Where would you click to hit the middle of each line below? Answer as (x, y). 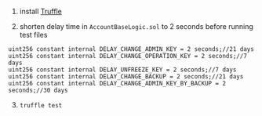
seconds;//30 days (38, 90)
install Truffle (41, 11)
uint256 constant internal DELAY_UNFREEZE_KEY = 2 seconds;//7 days (122, 70)
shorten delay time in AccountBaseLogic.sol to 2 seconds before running (136, 26)
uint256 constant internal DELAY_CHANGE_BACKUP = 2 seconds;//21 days (126, 77)
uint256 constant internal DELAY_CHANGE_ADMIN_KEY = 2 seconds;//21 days (131, 49)
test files (33, 35)
